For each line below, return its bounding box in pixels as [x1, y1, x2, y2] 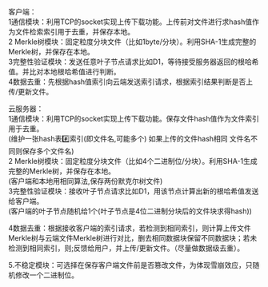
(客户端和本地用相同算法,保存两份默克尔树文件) [8, 177, 163, 185]
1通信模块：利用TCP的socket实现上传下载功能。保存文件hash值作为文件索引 [8, 114, 260, 123]
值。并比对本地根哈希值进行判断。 [8, 67, 121, 76]
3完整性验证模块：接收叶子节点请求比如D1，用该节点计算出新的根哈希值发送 [8, 186, 259, 196]
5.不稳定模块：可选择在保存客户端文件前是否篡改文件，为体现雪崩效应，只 [8, 261, 253, 269]
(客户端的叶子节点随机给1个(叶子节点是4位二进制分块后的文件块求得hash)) [8, 206, 252, 216]
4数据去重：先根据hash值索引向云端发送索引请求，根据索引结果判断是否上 [8, 77, 254, 86]
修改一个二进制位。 [14, 270, 78, 280]
